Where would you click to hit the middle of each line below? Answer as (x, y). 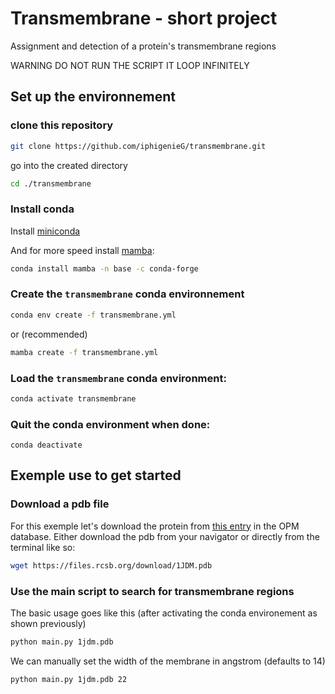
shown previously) (48, 623)
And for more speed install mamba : (82, 250)
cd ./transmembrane (51, 183)
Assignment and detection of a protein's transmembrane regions (143, 46)
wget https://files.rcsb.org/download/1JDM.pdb (111, 565)
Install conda (42, 209)
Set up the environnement (93, 97)
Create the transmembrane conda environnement (127, 294)
